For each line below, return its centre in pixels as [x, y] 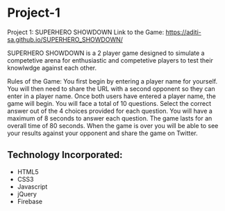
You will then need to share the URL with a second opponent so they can [111, 88]
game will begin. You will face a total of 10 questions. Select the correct [109, 103]
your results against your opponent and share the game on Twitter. [102, 133]
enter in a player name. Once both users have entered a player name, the [112, 96]
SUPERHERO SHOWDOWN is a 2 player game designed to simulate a [106, 53]
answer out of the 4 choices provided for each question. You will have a [110, 111]
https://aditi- [183, 32]
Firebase [30, 201]
